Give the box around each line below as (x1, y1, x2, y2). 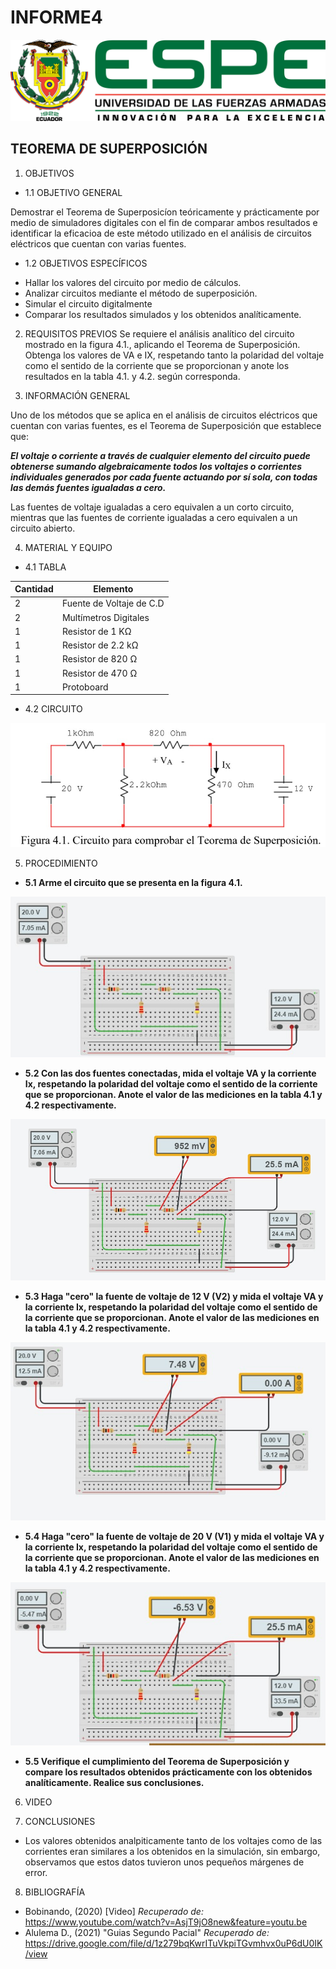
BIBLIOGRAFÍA (24, 1886, 86, 1898)
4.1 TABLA (24, 561, 67, 573)
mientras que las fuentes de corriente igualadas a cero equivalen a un (10, 511, 298, 523)
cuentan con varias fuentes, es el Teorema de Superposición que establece (10, 419, 322, 431)
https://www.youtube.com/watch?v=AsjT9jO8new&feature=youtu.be (24, 1916, 308, 1928)
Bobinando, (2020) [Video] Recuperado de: (24, 1906, 204, 1918)
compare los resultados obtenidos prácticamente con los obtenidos (24, 1766, 313, 1778)
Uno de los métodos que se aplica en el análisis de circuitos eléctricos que (10, 409, 318, 421)
